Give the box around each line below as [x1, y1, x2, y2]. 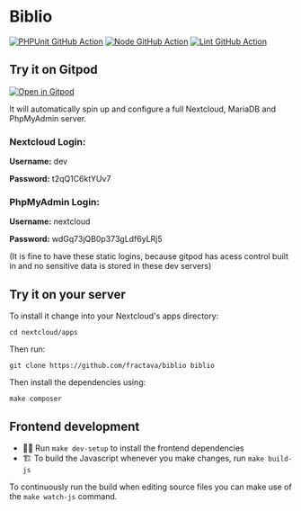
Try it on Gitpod [9, 62, 99, 77]
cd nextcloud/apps [9, 328, 78, 337]
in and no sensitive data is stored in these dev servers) [9, 261, 212, 272]
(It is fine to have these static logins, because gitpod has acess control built [9, 251, 289, 262]
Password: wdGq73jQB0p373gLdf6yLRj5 [9, 234, 164, 245]
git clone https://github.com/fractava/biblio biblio [9, 362, 216, 371]
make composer [9, 394, 63, 404]
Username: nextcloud [9, 216, 91, 227]
